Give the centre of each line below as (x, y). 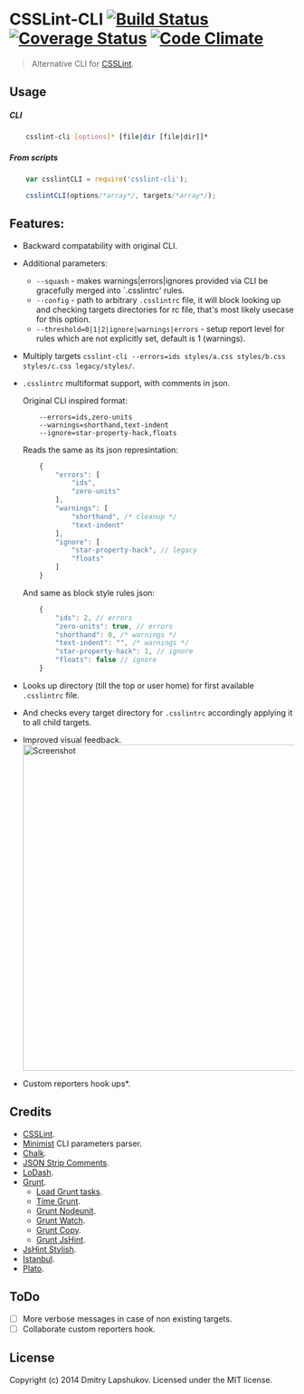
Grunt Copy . (58, 1229)
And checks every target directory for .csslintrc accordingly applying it (157, 712)
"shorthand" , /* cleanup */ (124, 517)
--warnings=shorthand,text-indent (104, 425)
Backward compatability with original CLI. (100, 245)
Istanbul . (39, 1258)
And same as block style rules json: (89, 593)
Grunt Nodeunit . (66, 1210)
